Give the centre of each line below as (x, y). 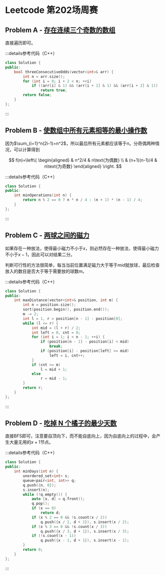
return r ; (33, 388)
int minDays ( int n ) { (36, 471)
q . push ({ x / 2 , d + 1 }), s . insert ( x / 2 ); (85, 522)
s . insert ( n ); (36, 490)
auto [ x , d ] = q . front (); (58, 499)
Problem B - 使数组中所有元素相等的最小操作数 (76, 131)
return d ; (50, 513)
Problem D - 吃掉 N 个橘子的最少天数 (61, 423)
